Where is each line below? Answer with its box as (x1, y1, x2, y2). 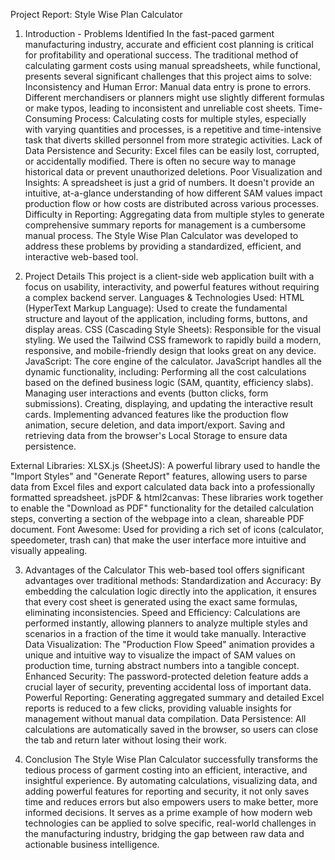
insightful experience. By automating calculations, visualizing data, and (24, 775, 318, 786)
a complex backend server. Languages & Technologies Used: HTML (24, 292, 305, 303)
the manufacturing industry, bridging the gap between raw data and (24, 828, 305, 839)
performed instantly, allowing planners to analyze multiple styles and (24, 617, 308, 629)
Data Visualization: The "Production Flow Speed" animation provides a (24, 639, 315, 650)
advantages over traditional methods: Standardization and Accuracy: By (24, 575, 322, 586)
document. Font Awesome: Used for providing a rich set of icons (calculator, (10, 524, 325, 535)
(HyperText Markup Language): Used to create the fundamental (24, 302, 288, 314)
